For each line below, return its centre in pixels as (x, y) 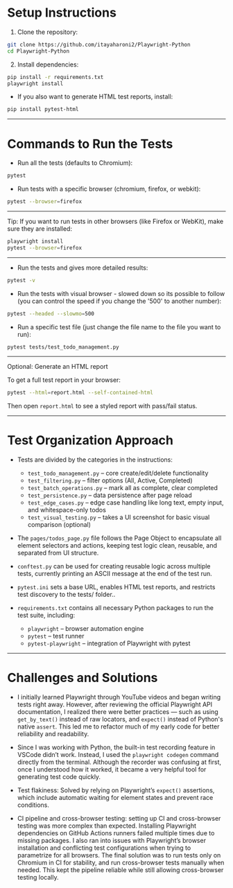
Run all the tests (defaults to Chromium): (75, 163)
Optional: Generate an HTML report (58, 367)
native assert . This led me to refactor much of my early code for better (118, 726)
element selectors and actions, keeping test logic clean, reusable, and (117, 546)
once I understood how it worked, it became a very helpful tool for (112, 769)
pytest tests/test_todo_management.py (63, 347)
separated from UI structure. (58, 553)
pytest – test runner (56, 636)
